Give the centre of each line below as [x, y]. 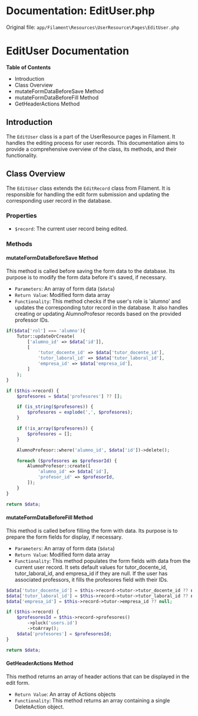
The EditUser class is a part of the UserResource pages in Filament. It [91, 136]
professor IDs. [32, 320]
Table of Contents [29, 67]
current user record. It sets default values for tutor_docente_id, [91, 567]
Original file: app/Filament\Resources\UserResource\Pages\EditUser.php [93, 27]
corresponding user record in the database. [59, 200]
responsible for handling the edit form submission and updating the [88, 194]
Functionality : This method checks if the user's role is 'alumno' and [98, 301]
